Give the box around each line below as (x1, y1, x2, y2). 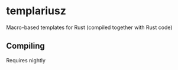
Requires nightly (6, 56, 46, 63)
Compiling (6, 41, 46, 51)
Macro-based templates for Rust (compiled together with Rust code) (6, 24, 173, 31)
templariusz (6, 4, 66, 18)
